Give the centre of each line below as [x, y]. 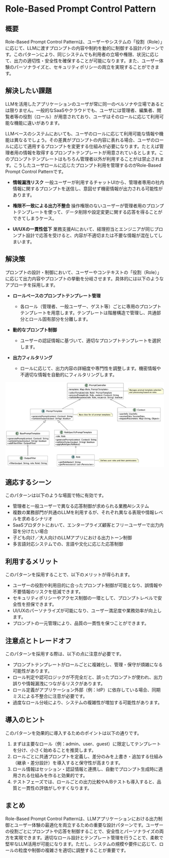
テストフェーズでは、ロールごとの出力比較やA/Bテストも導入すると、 [85, 782]
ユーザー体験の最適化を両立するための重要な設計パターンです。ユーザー [89, 825]
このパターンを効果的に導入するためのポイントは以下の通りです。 [73, 733]
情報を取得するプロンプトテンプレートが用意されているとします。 [91, 153]
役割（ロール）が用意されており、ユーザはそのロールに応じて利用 [91, 116]
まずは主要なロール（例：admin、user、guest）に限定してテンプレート [87, 744]
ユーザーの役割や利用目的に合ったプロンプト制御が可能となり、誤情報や [88, 585]
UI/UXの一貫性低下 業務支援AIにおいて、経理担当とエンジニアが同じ [83, 229]
